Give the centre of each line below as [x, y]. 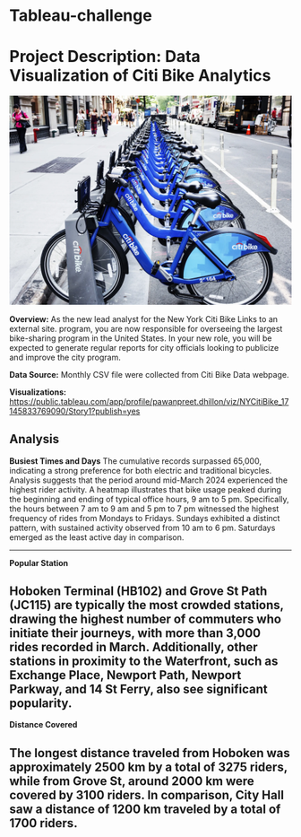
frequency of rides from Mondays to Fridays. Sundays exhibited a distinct [145, 518]
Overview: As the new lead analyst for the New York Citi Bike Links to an [144, 318]
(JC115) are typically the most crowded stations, [146, 605]
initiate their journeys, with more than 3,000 [135, 633]
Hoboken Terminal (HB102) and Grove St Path [138, 591]
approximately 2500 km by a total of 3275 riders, [149, 767]
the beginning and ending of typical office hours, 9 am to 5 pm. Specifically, [149, 499]
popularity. [41, 703]
